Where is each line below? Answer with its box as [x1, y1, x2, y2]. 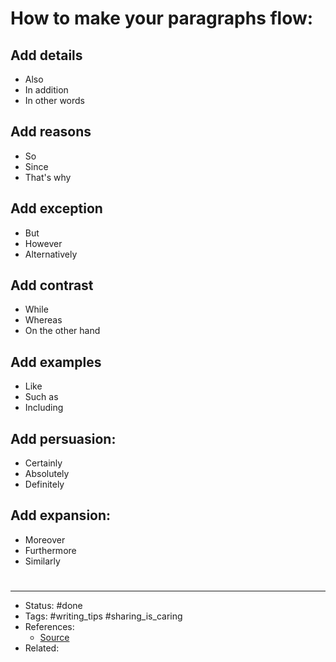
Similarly [24, 555, 61, 567]
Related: [24, 642, 60, 654]
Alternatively [24, 248, 78, 260]
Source [39, 632, 70, 644]
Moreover [24, 533, 66, 546]
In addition [24, 84, 69, 96]
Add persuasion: [10, 430, 117, 447]
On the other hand [24, 325, 101, 337]
